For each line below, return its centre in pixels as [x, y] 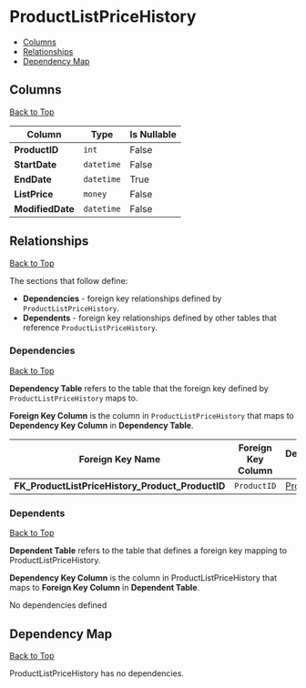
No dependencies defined [58, 605]
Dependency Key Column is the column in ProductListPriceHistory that [143, 578]
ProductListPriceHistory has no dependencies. [97, 673]
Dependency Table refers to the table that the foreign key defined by [139, 388]
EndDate [33, 179]
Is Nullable [153, 134]
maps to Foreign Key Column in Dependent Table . [105, 588]
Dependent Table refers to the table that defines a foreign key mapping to [148, 551]
